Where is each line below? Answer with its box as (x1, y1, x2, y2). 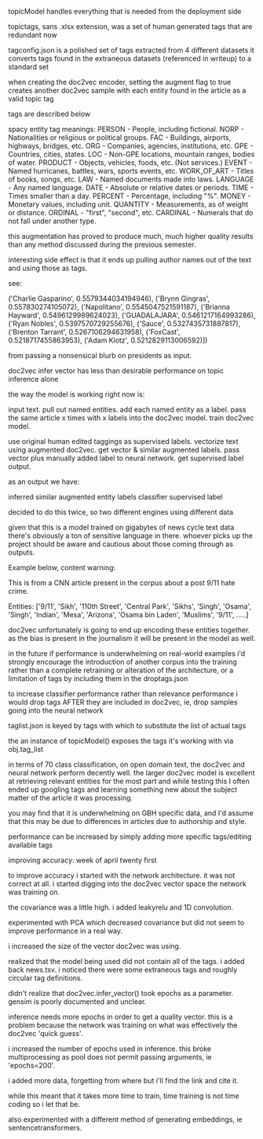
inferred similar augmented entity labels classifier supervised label (8, 493, 223, 501)
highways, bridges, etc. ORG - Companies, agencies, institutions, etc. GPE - (8, 141, 254, 150)
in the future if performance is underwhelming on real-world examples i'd (8, 649, 246, 658)
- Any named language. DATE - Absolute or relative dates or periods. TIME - (8, 183, 254, 192)
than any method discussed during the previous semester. (8, 240, 196, 249)
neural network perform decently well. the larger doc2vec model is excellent (8, 768, 255, 777)
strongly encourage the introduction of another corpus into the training (8, 657, 237, 666)
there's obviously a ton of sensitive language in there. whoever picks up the (8, 531, 253, 540)
